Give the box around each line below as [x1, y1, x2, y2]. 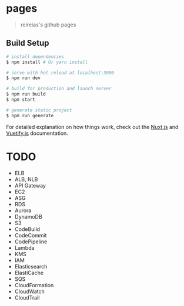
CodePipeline [14, 238, 48, 245]
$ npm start [6, 97, 35, 103]
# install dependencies [6, 53, 65, 60]
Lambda [14, 244, 35, 251]
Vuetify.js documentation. [6, 130, 69, 137]
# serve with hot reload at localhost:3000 [6, 70, 115, 76]
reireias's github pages [20, 21, 76, 28]
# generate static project [6, 107, 72, 113]
